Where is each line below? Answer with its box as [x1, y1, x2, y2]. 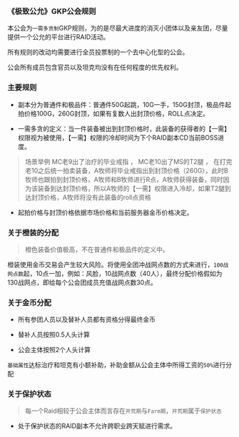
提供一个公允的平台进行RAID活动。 [7, 33, 110, 41]
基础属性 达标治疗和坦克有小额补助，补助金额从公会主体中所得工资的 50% [7, 361, 214, 369]
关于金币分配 [7, 297, 52, 307]
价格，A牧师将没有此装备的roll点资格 [44, 192, 151, 201]
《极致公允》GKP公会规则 [7, 6, 96, 16]
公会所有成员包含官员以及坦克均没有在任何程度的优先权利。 [7, 63, 183, 72]
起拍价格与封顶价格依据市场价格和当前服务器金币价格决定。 [17, 208, 193, 217]
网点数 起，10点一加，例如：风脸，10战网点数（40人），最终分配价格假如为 [7, 269, 223, 277]
